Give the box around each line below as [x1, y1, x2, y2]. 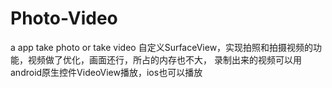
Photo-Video [10, 7, 118, 30]
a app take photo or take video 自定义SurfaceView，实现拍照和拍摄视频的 [10, 41, 314, 53]
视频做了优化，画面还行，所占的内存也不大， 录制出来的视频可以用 [27, 53, 302, 66]
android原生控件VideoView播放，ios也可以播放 [10, 66, 203, 78]
